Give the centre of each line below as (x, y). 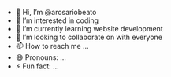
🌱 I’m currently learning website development (89, 29)
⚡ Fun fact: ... (37, 66)
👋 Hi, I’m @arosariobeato (56, 12)
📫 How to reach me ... (52, 46)
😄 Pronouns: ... (41, 57)
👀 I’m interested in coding (57, 20)
